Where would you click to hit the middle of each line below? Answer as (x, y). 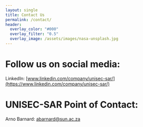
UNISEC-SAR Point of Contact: (72, 105)
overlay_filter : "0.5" (34, 34)
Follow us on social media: (63, 64)
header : (14, 24)
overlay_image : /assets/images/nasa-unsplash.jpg (64, 39)
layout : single (22, 10)
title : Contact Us (25, 15)
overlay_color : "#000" (34, 29)
